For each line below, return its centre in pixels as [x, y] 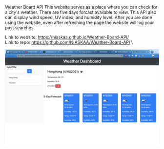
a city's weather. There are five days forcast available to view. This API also [81, 12]
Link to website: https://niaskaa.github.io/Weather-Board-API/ [67, 37]
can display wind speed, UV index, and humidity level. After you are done [79, 17]
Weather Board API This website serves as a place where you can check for [81, 7]
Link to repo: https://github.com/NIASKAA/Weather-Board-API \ [69, 42]
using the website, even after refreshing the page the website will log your [80, 22]
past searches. [20, 28]
